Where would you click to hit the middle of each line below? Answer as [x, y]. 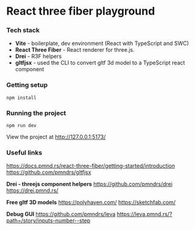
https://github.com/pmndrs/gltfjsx [49, 172]
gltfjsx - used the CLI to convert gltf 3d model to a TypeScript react [100, 63]
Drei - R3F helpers [38, 57]
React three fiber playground [81, 11]
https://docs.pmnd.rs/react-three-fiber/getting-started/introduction [91, 166]
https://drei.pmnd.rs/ [33, 190]
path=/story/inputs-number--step [48, 221]
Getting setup [27, 85]
